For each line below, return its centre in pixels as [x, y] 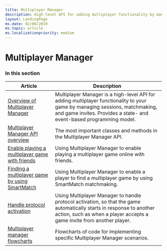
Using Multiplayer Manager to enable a [100, 172]
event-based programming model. [95, 119]
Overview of [22, 101]
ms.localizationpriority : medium [40, 33]
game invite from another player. [93, 221]
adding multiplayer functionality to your [101, 101]
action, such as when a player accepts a [102, 214]
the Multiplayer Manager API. [89, 137]
